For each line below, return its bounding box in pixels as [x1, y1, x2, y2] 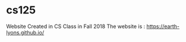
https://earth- [146, 23, 180, 30]
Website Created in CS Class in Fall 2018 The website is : [6, 23, 146, 30]
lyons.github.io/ [6, 29, 45, 36]
